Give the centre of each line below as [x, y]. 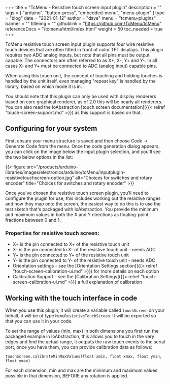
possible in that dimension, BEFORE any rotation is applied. [67, 375]
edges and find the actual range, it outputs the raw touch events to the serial [85, 342]
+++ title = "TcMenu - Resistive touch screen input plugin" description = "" [83, 7]
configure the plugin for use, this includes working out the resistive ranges [83, 198]
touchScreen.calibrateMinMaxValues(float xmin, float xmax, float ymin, [84, 356]
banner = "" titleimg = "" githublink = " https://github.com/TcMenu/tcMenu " [83, 23]
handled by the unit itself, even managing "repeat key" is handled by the [81, 81]
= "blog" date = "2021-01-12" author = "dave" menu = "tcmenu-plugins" [81, 18]
